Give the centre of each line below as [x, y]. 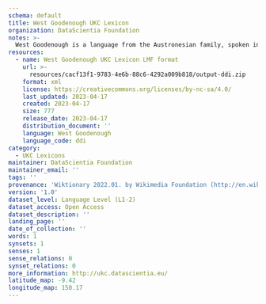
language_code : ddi [55, 141]
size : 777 [39, 112]
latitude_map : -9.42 [42, 281]
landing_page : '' [37, 222]
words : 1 [23, 237]
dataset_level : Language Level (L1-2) [72, 199]
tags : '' [23, 178]
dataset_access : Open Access [56, 207]
